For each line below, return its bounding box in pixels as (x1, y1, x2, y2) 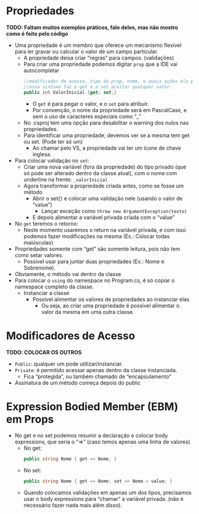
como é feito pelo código (6, 30, 69, 37)
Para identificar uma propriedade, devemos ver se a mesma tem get (23, 132, 190, 139)
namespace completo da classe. (14, 283, 94, 290)
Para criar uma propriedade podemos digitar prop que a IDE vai (23, 61, 178, 68)
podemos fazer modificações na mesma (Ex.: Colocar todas (23, 233, 170, 240)
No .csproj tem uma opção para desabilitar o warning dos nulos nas (23, 119, 189, 126)
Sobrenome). (23, 264, 56, 271)
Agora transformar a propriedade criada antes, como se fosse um (23, 182, 184, 189)
